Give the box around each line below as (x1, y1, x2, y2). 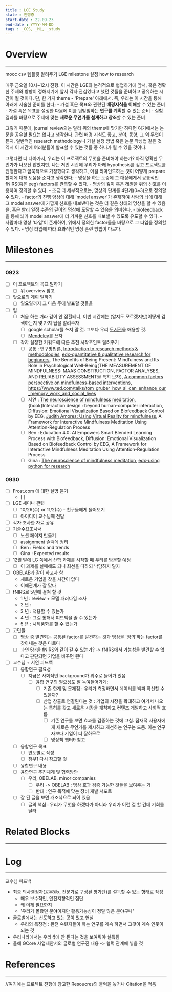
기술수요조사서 (12, 526, 42, 532)
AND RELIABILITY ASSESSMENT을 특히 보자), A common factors (28, 373, 164, 380)
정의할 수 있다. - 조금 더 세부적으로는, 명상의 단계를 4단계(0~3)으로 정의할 (18, 187, 166, 194)
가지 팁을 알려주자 (43, 319, 79, 326)
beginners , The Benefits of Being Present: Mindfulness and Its (28, 356, 159, 363)
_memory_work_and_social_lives (28, 390, 96, 396)
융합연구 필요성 (20, 666, 51, 672)
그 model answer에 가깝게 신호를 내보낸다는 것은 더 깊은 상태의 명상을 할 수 (5, 200, 157, 206)
